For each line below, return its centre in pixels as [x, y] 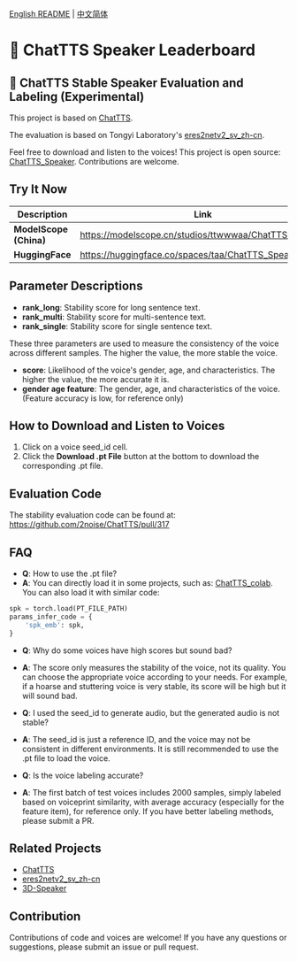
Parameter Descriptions [76, 286]
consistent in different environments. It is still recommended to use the [150, 749]
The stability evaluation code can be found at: [93, 515]
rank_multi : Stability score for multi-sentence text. [114, 317]
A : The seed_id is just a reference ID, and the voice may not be [136, 739]
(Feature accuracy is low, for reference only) [103, 398]
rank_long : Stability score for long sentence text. [111, 307]
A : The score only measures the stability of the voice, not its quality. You [154, 667]
